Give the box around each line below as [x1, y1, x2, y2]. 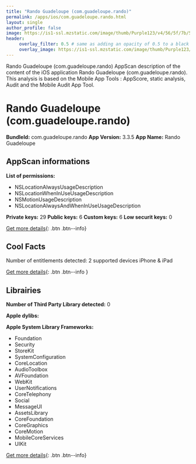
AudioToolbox [14, 366, 48, 373]
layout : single [6, 19, 43, 25]
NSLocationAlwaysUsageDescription [14, 183, 103, 191]
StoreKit [14, 347, 34, 354]
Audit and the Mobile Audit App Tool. [6, 81, 94, 88]
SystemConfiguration [14, 354, 66, 361]
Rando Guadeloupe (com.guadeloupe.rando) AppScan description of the [6, 63, 181, 70]
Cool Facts [6, 241, 45, 251]
